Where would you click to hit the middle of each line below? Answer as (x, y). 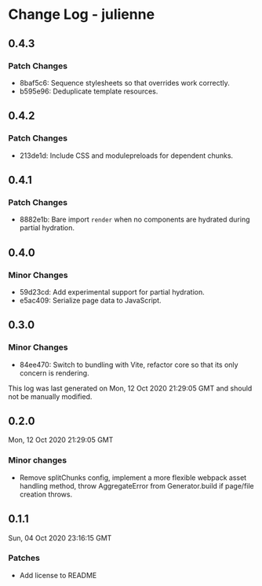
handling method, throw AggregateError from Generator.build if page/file (137, 485)
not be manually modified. (50, 396)
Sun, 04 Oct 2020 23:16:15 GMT (60, 538)
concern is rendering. (54, 373)
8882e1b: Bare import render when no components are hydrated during (135, 220)
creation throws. (46, 494)
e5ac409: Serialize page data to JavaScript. (91, 300)
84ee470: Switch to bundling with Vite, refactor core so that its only (129, 364)
